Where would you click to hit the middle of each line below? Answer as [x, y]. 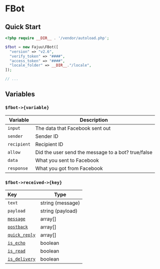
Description [94, 120]
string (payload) [59, 211]
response [18, 168]
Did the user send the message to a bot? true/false [94, 152]
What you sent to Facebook [67, 160]
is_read [17, 251]
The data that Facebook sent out [73, 128]
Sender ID [47, 136]
